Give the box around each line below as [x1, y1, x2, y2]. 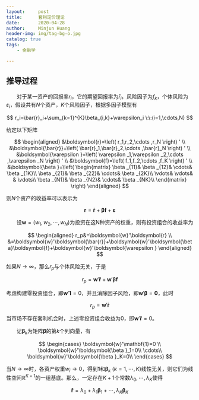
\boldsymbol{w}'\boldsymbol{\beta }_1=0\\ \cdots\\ [37, 347, 162, 354]
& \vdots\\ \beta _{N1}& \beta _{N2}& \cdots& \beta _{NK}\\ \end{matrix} [12, 176, 187, 183]
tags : [6, 42, 20, 48]
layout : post [6, 8, 49, 15]
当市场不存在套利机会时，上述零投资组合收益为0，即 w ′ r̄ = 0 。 [6, 315, 158, 322]
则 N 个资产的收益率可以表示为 [6, 195, 78, 202]
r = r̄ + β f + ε [84, 207, 116, 214]
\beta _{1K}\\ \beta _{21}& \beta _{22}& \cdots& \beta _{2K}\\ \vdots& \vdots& [7, 170, 193, 177]
